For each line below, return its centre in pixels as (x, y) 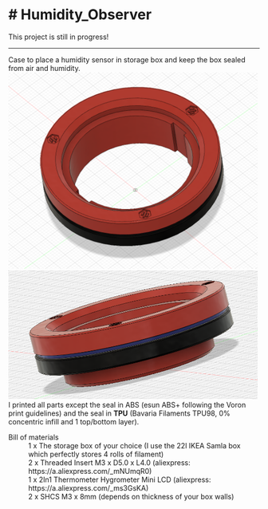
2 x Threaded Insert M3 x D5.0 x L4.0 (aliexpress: (110, 463)
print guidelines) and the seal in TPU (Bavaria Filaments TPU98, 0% (120, 413)
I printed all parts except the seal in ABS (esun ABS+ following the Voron (127, 405)
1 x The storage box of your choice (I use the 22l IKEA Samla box (134, 446)
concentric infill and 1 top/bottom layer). (74, 422)
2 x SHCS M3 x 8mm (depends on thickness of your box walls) (131, 497)
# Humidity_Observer (80, 15)
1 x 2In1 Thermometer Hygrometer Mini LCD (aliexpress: (120, 479)
